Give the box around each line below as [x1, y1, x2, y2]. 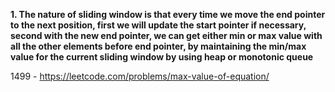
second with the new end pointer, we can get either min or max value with [10, 30, 323, 41]
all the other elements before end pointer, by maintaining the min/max [10, 40, 307, 52]
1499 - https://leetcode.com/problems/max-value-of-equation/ [10, 70, 270, 82]
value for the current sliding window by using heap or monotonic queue [10, 51, 314, 63]
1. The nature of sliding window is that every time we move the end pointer [10, 9, 326, 20]
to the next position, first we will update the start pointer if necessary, [10, 19, 307, 31]
